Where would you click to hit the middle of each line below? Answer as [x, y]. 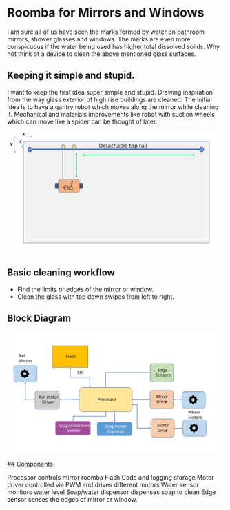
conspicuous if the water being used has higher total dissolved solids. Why [114, 46]
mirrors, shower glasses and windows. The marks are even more [99, 39]
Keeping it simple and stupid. [71, 76]
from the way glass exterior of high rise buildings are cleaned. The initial [109, 99]
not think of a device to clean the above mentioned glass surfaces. [102, 54]
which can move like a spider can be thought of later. [82, 121]
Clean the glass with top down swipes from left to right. [95, 296]
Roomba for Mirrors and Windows [106, 13]
